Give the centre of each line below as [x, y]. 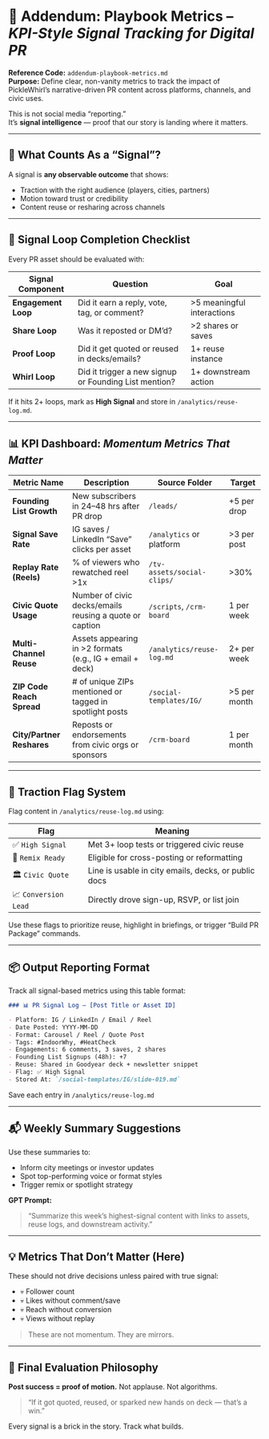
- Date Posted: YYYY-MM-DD [53, 1027]
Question [130, 284]
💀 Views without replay [57, 1319]
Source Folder [185, 483]
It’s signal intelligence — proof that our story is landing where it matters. [128, 122]
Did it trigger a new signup [127, 371]
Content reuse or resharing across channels [92, 207]
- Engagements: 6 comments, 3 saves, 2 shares [87, 1050]
